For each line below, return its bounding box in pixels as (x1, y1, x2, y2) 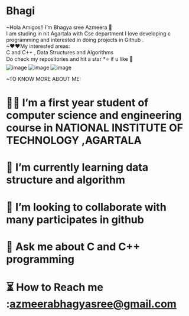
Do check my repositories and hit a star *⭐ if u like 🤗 (6, 55, 133, 63)
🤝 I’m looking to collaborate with (6, 200, 167, 214)
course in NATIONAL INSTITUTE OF (6, 121, 184, 135)
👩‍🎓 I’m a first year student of (6, 96, 149, 110)
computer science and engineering (6, 109, 182, 122)
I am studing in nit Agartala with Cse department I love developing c (6, 30, 171, 37)
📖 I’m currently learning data (6, 161, 149, 174)
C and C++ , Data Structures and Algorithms (6, 48, 114, 56)
